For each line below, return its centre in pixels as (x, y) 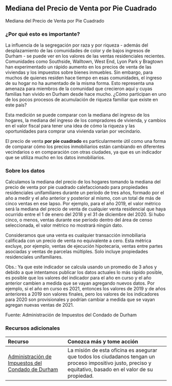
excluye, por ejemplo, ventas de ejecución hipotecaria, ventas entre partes (84, 246)
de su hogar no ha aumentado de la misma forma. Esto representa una (80, 83)
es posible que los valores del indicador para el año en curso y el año (79, 278)
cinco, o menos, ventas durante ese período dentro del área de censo (79, 220)
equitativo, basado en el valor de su (110, 369)
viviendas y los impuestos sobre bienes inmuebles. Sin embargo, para (79, 72)
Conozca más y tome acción (103, 341)
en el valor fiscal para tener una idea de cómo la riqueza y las (70, 126)
